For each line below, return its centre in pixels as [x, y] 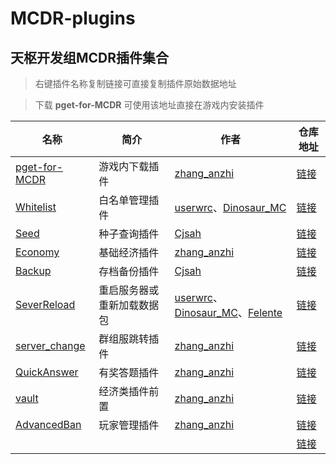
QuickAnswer [47, 372]
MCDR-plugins [73, 18]
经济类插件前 [129, 391]
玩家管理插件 [129, 425]
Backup [33, 270]
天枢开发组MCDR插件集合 [90, 57]
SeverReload [45, 304]
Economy [37, 252]
